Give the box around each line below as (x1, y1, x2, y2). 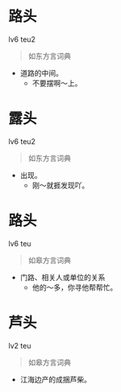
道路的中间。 (19, 68, 63, 77)
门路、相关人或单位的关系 (19, 272, 106, 282)
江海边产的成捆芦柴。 (19, 374, 91, 384)
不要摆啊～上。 (31, 78, 82, 88)
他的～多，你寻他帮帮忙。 (31, 283, 118, 292)
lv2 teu (8, 340, 31, 350)
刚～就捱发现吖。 (31, 180, 90, 190)
